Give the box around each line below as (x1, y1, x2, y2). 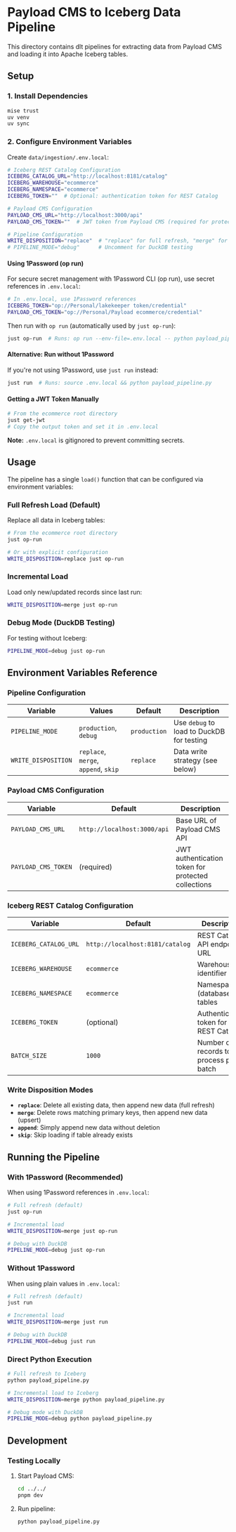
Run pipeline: (17, 1504, 56, 1513)
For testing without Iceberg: (7, 633, 88, 642)
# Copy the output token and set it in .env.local (7, 423, 159, 430)
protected (175, 871, 209, 880)
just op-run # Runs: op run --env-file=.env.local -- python (7, 335, 193, 342)
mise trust (7, 107, 39, 114)
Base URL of (175, 815, 217, 825)
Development (7, 1434, 68, 1446)
